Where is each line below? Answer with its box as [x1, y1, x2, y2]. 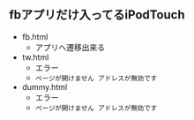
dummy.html [21, 81, 68, 92]
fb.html [21, 31, 48, 41]
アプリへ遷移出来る [34, 41, 106, 52]
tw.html [21, 51, 49, 63]
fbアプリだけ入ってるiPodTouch [9, 7, 185, 23]
